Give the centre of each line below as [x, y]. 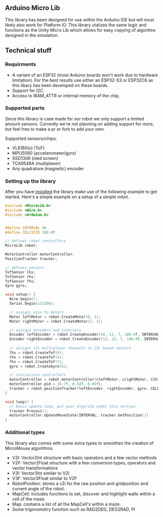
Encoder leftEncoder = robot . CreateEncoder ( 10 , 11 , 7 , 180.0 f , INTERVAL [84, 335]
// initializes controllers [38, 375]
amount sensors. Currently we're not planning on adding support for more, [80, 124]
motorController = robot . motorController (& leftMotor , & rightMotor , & [81, 379]
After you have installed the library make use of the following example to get [81, 192]
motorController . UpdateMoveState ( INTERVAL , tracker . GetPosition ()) [79, 415]
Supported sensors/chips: [31, 138]
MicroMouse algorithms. [29, 448]
